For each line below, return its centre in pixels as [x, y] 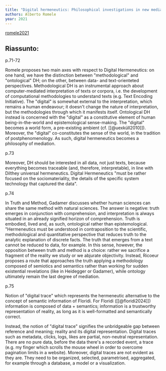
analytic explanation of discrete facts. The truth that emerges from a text [79, 240]
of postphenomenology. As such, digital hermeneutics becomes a [72, 139]
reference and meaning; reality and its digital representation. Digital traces [81, 331]
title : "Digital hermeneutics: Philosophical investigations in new [77, 10]
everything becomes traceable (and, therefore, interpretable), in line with [79, 168]
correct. [13, 317]
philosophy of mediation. [30, 143]
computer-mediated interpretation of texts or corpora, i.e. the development [81, 91]
